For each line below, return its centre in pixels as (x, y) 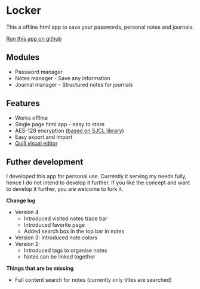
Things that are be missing (40, 268)
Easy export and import (44, 137)
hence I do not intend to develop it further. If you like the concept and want (98, 182)
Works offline (31, 118)
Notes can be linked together (59, 257)
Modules (23, 57)
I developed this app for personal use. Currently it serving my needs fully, (96, 177)
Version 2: (27, 244)
